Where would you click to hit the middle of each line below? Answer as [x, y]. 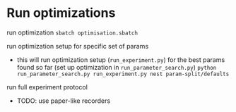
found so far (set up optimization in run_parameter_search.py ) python [117, 67]
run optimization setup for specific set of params [78, 46]
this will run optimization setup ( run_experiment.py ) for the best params [121, 60]
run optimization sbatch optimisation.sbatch [72, 32]
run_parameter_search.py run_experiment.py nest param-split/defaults [123, 74]
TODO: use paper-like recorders [64, 101]
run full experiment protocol [47, 87]
